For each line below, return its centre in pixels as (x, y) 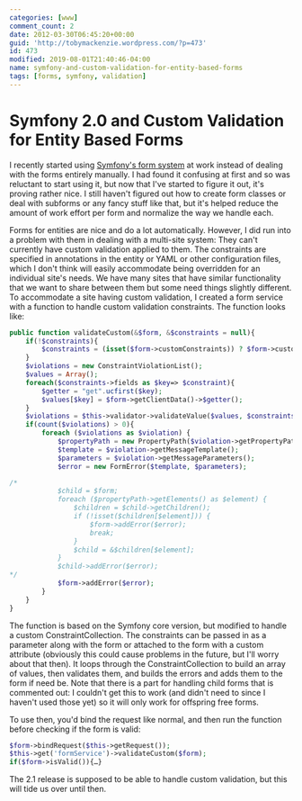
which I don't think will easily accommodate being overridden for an (135, 268)
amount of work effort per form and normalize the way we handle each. (142, 212)
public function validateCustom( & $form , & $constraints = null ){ (132, 333)
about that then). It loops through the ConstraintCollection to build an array (147, 663)
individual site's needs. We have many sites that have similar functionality (145, 278)
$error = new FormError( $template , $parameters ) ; (152, 466)
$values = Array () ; (62, 374)
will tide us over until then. (58, 789)
